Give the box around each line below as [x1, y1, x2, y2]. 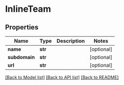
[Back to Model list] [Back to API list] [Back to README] [5, 75, 119, 80]
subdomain [7, 54, 35, 60]
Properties [5, 23, 39, 31]
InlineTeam [5, 3, 51, 15]
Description [57, 38, 85, 44]
